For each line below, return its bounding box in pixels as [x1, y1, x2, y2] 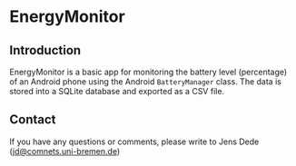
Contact [9, 112, 56, 128]
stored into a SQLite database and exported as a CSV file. [9, 86, 225, 96]
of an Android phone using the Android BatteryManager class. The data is [9, 76, 281, 87]
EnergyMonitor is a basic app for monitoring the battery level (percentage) [9, 66, 288, 77]
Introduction [9, 43, 82, 58]
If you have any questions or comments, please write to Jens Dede [9, 136, 260, 147]
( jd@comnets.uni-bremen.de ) [9, 145, 121, 156]
